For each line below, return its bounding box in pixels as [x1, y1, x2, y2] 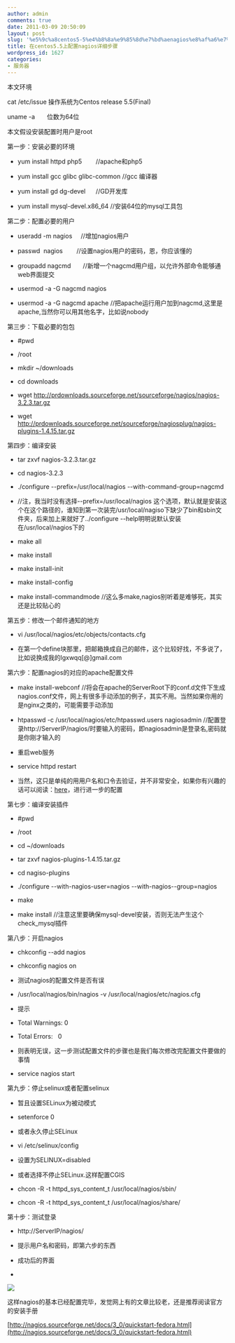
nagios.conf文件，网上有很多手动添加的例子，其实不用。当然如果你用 [17, 691, 218, 700]
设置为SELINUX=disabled [17, 1155, 91, 1164]
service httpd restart [17, 762, 77, 770]
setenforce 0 [17, 1112, 55, 1121]
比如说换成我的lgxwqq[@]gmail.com [17, 653, 122, 661]
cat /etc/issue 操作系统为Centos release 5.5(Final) [7, 97, 152, 106]
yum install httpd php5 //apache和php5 [17, 157, 143, 166]
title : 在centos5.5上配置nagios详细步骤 [7, 43, 118, 50]
